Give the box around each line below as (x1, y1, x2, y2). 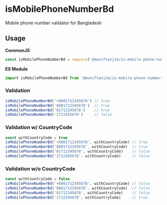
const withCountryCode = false (5, 177, 70, 182)
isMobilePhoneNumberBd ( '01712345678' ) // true (5, 107, 110, 112)
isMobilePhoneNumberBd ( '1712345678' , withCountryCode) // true (5, 195, 148, 200)
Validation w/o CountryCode (5, 165, 76, 172)
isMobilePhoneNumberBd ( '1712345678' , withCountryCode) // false (5, 154, 150, 159)
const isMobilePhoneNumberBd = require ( (5, 57, 90, 62)
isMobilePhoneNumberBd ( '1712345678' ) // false (5, 112, 112, 117)
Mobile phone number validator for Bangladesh (5, 20, 102, 26)
